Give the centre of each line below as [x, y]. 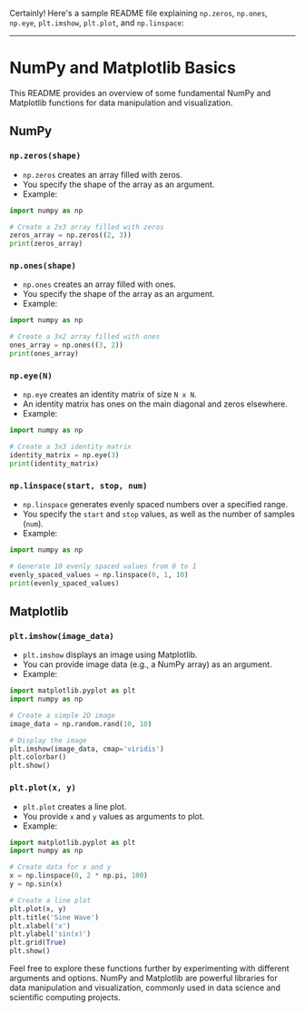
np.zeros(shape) [45, 156]
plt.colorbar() [38, 757]
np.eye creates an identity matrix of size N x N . [109, 395]
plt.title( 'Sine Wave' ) [54, 917]
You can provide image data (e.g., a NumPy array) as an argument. [147, 664]
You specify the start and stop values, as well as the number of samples [158, 514]
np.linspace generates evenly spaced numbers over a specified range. [155, 505]
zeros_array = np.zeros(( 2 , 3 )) [70, 235]
